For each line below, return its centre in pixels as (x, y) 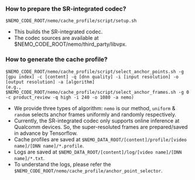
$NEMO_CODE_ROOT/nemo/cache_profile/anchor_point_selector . (88, 170)
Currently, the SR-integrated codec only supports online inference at (97, 120)
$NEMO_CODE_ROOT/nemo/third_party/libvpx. (70, 44)
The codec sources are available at (56, 38)
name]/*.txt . (29, 158)
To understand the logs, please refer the (62, 164)
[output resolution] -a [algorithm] (50, 82)
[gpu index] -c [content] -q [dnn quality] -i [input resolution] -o (92, 77)
